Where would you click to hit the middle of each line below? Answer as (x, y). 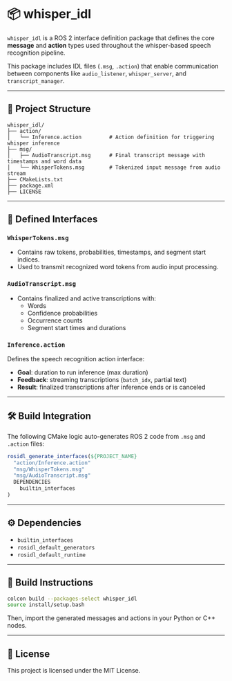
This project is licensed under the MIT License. (74, 671)
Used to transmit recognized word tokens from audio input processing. (118, 267)
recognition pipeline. (36, 53)
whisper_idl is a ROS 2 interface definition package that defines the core (111, 38)
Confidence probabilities (62, 313)
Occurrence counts (55, 320)
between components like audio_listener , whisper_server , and (97, 73)
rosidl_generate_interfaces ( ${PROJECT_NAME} (72, 456)
